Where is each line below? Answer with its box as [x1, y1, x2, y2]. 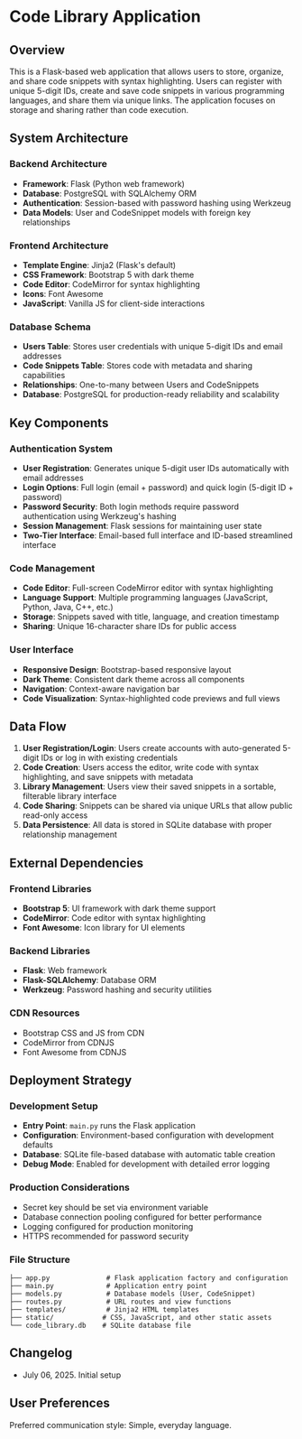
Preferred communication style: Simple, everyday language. [9, 1419, 232, 1430]
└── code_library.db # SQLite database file [9, 1321, 192, 1330]
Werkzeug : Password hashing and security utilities [22, 984, 212, 995]
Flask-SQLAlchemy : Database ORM [22, 975, 157, 986]
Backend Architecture [9, 158, 108, 171]
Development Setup [9, 1100, 98, 1112]
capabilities [22, 370, 66, 381]
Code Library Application [9, 6, 201, 27]
